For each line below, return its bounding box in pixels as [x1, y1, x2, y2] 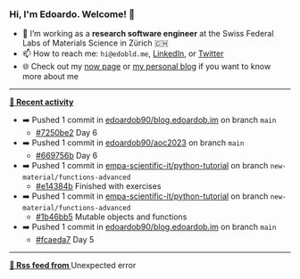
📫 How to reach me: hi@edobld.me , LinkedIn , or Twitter [21, 48, 224, 59]
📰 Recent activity [9, 97, 74, 108]
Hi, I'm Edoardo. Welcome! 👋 [9, 8, 136, 21]
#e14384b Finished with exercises [35, 181, 162, 192]
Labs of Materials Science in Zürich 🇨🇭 [21, 37, 169, 48]
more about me [21, 71, 79, 82]
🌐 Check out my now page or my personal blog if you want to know [21, 62, 271, 72]
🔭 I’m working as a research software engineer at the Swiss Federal [21, 29, 274, 39]
